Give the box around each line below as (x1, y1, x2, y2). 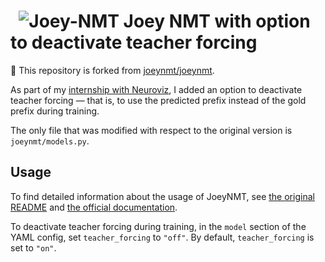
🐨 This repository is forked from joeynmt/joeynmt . (10, 64, 215, 76)
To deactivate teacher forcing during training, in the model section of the (10, 220, 307, 232)
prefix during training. (10, 105, 100, 117)
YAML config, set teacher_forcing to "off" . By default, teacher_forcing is (10, 231, 315, 243)
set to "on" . (10, 241, 57, 254)
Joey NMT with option (123, 10, 311, 33)
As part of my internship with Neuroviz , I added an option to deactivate (10, 83, 303, 95)
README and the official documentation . (10, 201, 178, 213)
